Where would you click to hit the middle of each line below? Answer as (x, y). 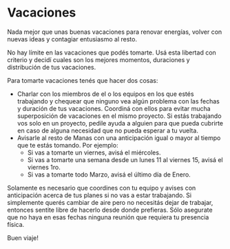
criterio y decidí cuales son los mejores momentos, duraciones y (99, 59)
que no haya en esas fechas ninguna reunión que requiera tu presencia (108, 217)
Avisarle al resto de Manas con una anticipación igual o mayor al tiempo (119, 138)
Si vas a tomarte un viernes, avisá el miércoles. (94, 152)
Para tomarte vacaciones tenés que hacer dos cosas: (83, 80)
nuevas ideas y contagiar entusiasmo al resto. (72, 39)
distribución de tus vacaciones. (52, 67)
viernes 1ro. (44, 167)
